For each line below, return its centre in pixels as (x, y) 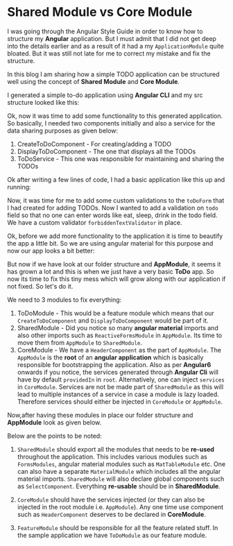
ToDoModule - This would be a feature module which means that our (116, 313)
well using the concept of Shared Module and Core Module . (94, 81)
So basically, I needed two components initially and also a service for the (111, 123)
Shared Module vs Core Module (100, 12)
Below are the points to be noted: (54, 436)
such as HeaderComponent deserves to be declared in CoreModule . (111, 514)
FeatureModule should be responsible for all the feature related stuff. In (118, 527)
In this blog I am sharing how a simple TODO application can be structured (113, 74)
